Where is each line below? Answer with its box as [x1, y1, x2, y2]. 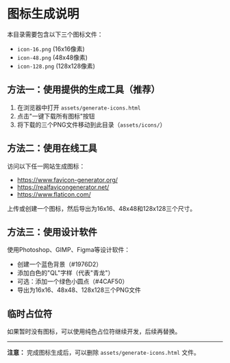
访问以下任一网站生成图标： [7, 162, 86, 170]
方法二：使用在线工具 [7, 142, 97, 154]
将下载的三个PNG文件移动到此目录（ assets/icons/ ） [16, 121, 166, 129]
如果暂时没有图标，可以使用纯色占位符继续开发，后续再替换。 [7, 327, 181, 336]
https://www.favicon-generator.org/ [16, 175, 118, 184]
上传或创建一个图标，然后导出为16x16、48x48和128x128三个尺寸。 [7, 204, 196, 212]
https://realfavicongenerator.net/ [16, 183, 110, 191]
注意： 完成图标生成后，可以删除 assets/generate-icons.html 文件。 [7, 349, 200, 357]
